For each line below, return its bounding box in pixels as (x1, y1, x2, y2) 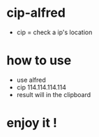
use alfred (16, 75, 46, 84)
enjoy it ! (6, 115, 57, 131)
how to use (6, 52, 72, 68)
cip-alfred (6, 5, 66, 21)
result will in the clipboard (16, 90, 91, 99)
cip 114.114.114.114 (16, 82, 67, 92)
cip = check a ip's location (16, 28, 93, 36)
